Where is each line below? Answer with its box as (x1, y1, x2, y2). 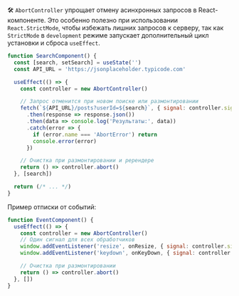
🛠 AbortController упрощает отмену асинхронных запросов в (7, 6, 197, 14)
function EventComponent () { (7, 216, 94, 223)
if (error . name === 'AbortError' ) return (33, 131, 158, 138)
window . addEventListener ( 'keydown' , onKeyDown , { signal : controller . (20, 250, 234, 257)
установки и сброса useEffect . (7, 38, 101, 47)
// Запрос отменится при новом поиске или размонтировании (20, 98, 199, 105)
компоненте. (7, 16, 46, 24)
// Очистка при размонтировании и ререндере (20, 157, 154, 164)
